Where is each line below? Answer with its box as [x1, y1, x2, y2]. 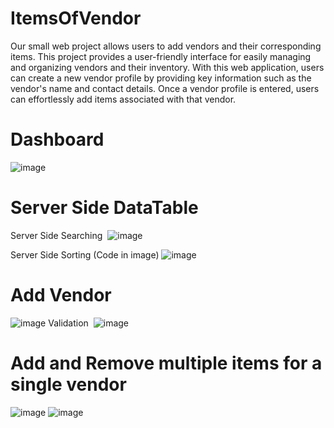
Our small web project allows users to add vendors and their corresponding [10, 40, 322, 52]
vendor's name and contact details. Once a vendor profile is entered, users [10, 82, 320, 94]
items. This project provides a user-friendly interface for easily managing [10, 50, 312, 62]
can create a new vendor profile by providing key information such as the [10, 72, 312, 84]
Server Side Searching [10, 229, 103, 241]
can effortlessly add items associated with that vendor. [10, 93, 237, 105]
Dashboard [10, 128, 105, 151]
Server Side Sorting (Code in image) [10, 248, 160, 261]
